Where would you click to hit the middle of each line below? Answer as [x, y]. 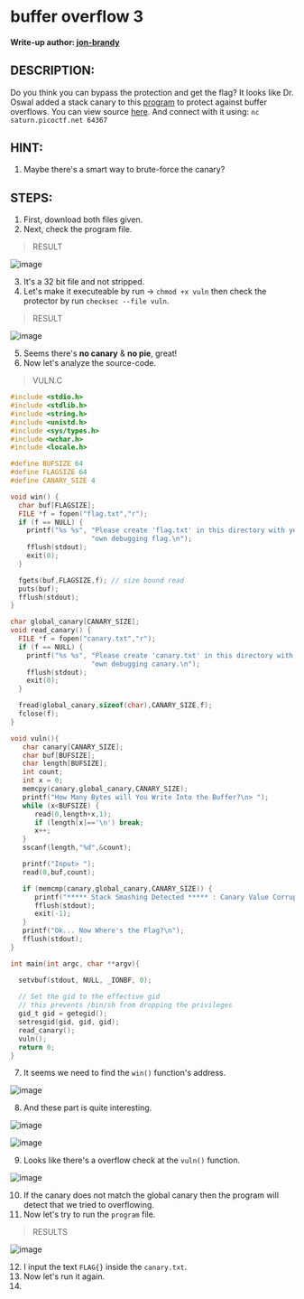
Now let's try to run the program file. [89, 1215]
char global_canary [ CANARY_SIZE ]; [75, 622]
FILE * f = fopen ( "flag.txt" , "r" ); [83, 514]
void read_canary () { [51, 631]
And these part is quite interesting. [88, 1107]
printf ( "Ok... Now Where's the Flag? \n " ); [103, 931]
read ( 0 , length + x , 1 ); [73, 814]
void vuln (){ [35, 738]
